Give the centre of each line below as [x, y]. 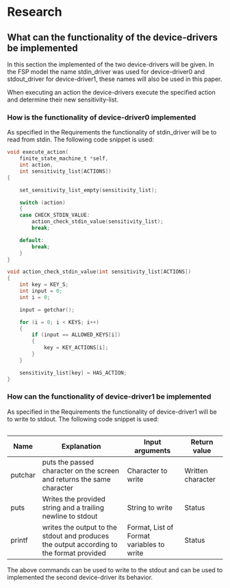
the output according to [80, 544]
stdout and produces [76, 536]
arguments [153, 450]
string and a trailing [73, 507]
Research [35, 12]
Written [196, 471]
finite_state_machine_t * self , [64, 158]
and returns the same [76, 479]
